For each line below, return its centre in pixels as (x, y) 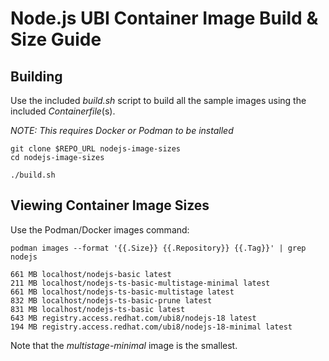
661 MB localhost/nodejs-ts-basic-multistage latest (122, 292)
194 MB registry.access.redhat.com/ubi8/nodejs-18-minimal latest (151, 327)
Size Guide (56, 39)
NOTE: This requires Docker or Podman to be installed (122, 130)
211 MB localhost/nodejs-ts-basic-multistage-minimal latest (140, 283)
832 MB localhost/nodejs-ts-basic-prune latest (111, 300)
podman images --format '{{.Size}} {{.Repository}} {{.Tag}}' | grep (158, 248)
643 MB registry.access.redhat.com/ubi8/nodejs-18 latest (133, 318)
